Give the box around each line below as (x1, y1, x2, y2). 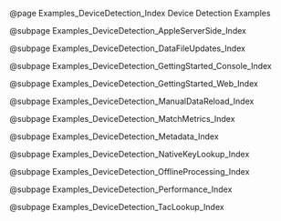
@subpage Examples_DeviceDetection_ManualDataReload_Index (9, 95, 255, 106)
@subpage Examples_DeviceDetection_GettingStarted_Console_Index (9, 61, 272, 71)
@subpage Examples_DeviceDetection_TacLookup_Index (9, 202, 225, 212)
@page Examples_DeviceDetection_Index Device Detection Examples (9, 8, 271, 18)
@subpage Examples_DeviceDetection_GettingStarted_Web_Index (9, 78, 258, 89)
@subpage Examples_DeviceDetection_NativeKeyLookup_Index (9, 149, 250, 159)
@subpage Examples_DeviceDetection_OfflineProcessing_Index (9, 166, 250, 176)
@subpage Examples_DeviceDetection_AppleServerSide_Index (9, 25, 246, 35)
